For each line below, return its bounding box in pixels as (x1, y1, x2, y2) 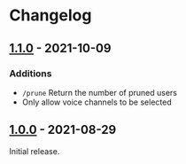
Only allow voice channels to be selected (21, 97, 172, 107)
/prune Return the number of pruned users (21, 87, 177, 98)
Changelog (9, 5, 92, 26)
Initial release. (9, 145, 60, 156)
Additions (9, 67, 52, 80)
